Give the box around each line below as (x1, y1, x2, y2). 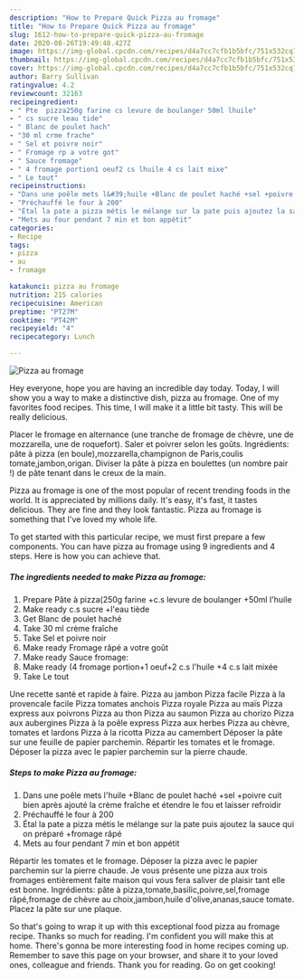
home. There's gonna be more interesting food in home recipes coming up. (9, 940, 290, 951)
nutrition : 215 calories (9, 290, 103, 299)
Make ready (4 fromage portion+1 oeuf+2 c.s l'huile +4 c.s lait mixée (22, 661, 279, 672)
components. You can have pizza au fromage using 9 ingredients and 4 (9, 541, 276, 552)
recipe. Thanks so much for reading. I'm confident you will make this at (9, 930, 274, 941)
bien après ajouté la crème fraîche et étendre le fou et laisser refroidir (22, 799, 282, 810)
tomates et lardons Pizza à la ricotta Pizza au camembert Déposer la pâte (9, 727, 283, 737)
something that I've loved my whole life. (9, 514, 158, 525)
